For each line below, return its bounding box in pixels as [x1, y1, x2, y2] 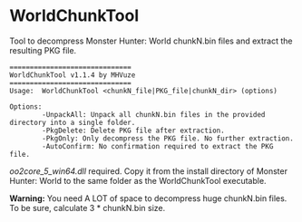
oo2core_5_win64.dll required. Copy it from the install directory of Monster [9, 165, 288, 177]
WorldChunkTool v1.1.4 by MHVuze [9, 70, 136, 80]
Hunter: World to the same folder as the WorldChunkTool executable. [9, 175, 267, 186]
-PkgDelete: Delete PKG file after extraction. [42, 126, 225, 135]
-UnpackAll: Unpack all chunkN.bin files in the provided [42, 110, 266, 119]
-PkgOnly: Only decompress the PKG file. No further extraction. [42, 133, 295, 143]
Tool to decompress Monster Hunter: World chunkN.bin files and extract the [9, 35, 293, 46]
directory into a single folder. [9, 118, 136, 127]
